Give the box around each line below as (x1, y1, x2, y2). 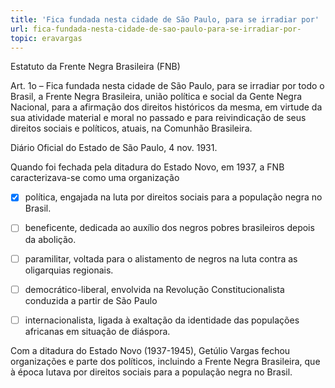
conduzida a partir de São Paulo (24, 294, 158, 306)
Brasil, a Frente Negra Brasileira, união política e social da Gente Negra (10, 91, 303, 103)
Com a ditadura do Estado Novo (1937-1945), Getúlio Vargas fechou (10, 344, 291, 356)
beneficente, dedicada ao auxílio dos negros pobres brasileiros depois (24, 222, 315, 234)
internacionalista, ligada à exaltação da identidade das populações (24, 314, 300, 326)
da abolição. (24, 233, 77, 245)
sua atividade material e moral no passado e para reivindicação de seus (10, 112, 307, 124)
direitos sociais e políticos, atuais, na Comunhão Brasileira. (10, 122, 253, 135)
